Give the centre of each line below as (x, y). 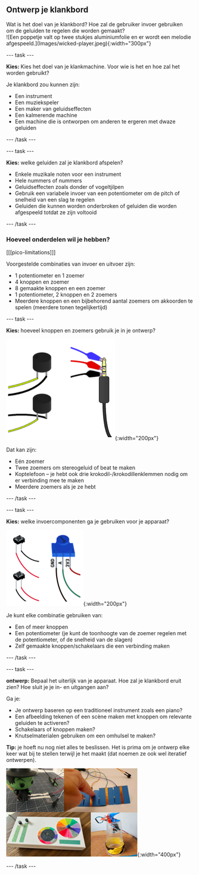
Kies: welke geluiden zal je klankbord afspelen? (65, 162)
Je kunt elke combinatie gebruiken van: (55, 615)
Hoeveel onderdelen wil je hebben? (58, 239)
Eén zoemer (29, 461)
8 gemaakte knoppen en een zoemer (60, 288)
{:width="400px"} (159, 855)
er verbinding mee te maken (49, 480)
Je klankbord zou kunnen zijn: (43, 84)
